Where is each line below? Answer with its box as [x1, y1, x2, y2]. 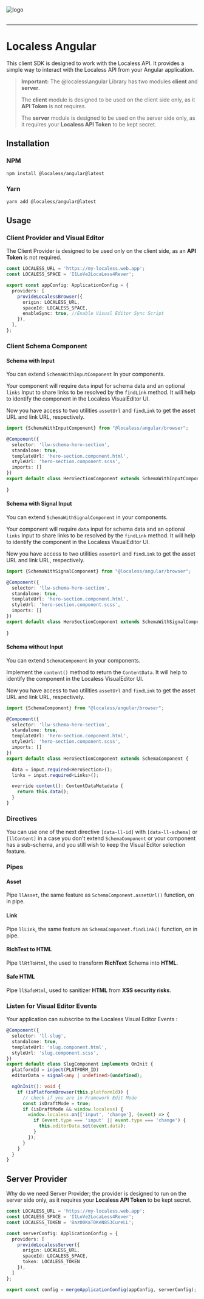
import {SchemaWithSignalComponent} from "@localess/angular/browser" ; [6, 568, 191, 574]
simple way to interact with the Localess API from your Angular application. [6, 66, 194, 73]
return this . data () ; [17, 789, 69, 795]
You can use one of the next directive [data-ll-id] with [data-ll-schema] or [6, 829, 198, 836]
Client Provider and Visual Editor [6, 233, 104, 242]
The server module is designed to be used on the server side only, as [21, 114, 195, 122]
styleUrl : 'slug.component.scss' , [12, 1050, 99, 1056]
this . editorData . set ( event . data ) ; [38, 1123, 126, 1129]
